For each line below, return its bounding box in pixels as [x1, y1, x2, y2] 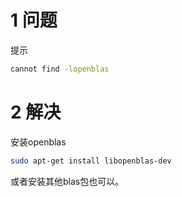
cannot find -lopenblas [10, 64, 110, 74]
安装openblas [10, 136, 67, 148]
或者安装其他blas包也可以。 [10, 175, 125, 187]
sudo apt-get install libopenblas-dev [10, 156, 172, 166]
